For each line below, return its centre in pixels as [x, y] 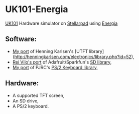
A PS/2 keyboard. [31, 106]
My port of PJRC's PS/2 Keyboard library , [55, 67]
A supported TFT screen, [38, 95]
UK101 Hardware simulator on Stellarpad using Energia [61, 23]
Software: [21, 39]
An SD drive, [25, 101]
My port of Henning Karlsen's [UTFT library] [58, 51]
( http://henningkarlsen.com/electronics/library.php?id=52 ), [73, 56]
